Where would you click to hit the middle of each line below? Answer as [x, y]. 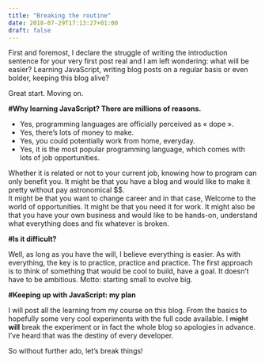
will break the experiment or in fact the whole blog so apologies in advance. [132, 327]
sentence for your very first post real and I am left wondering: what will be [129, 61]
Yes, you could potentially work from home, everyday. [107, 141]
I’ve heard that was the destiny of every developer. [91, 336]
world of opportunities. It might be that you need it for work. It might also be [132, 207]
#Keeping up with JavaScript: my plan [72, 295]
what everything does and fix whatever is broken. [89, 224]
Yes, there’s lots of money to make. [77, 132]
